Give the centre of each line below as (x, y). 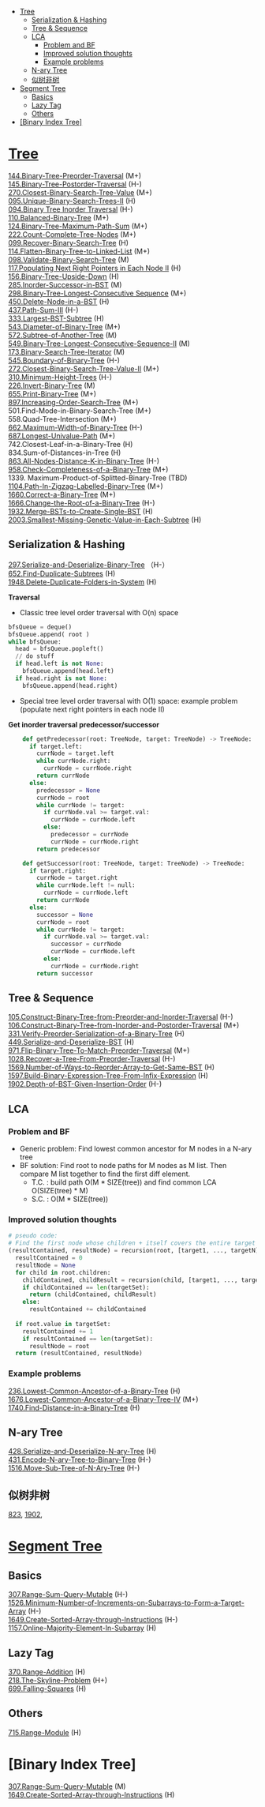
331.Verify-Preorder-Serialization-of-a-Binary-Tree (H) (97, 1034)
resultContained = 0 (49, 1258)
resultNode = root (59, 1346)
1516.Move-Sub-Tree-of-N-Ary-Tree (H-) (74, 1468)
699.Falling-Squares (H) (47, 1689)
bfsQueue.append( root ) (49, 634)
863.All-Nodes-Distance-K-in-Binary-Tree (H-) (84, 460)
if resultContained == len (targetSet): (88, 1339)
